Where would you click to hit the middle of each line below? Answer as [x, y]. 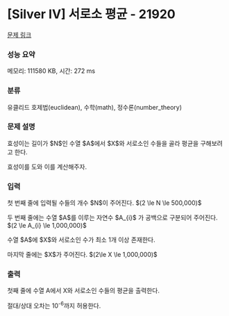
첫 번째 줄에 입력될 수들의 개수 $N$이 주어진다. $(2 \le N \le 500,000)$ [104, 203]
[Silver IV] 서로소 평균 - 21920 [91, 14]
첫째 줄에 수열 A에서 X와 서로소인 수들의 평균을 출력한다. [83, 291]
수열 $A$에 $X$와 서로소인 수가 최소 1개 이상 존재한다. [81, 240]
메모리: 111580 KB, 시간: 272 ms [51, 71]
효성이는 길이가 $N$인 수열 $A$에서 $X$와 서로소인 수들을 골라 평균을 [103, 143]
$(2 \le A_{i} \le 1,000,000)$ [47, 226]
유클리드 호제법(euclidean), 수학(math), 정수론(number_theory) [95, 107]
